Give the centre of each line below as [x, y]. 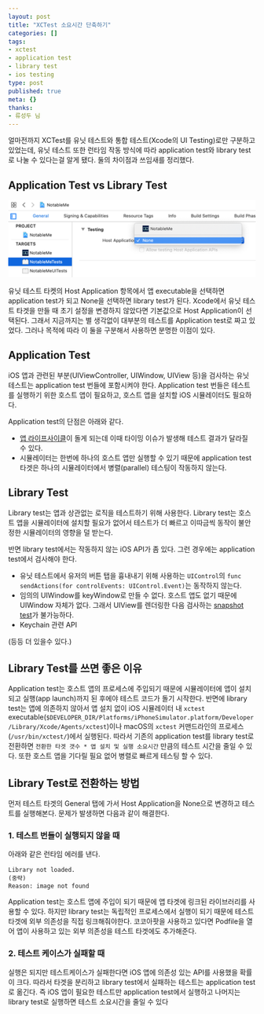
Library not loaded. [42, 870]
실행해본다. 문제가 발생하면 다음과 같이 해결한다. [96, 814]
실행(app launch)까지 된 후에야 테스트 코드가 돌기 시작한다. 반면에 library [135, 698]
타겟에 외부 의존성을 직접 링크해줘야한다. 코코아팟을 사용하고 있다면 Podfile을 [126, 921]
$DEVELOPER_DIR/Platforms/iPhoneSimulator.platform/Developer [150, 718]
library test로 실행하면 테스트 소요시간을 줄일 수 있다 [88, 1001]
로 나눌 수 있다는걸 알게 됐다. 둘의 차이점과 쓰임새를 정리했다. [101, 160]
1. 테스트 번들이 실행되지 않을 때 [64, 836]
